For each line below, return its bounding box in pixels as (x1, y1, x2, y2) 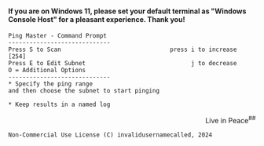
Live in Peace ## (205, 115, 256, 125)
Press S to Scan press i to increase (8, 46, 237, 54)
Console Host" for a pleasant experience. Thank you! (8, 14, 185, 24)
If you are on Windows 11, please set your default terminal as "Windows (8, 6, 247, 16)
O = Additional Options (8, 67, 86, 75)
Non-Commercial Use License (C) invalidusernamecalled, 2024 (8, 130, 213, 139)
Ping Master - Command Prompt (8, 32, 108, 40)
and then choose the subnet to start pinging (8, 87, 159, 95)
